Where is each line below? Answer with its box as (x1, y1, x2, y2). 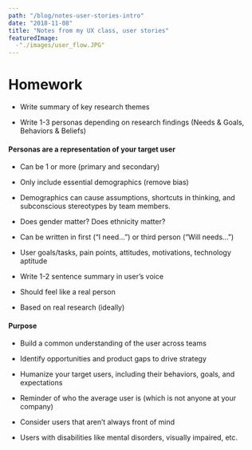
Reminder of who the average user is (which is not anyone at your (19, 393, 237, 403)
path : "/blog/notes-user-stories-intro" (8, 11, 145, 20)
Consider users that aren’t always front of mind (19, 417, 175, 427)
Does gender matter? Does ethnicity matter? (19, 217, 166, 227)
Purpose (8, 321, 37, 330)
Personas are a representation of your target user (8, 144, 175, 154)
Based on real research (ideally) (19, 302, 125, 312)
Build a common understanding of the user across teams (19, 338, 207, 348)
